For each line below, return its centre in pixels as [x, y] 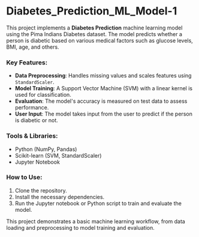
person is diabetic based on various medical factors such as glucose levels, [99, 40]
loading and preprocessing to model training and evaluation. [80, 227]
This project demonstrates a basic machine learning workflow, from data [96, 221]
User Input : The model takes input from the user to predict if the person [104, 114]
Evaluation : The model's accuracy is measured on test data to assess [101, 101]
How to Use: [24, 177]
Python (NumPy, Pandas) [46, 149]
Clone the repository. [41, 190]
